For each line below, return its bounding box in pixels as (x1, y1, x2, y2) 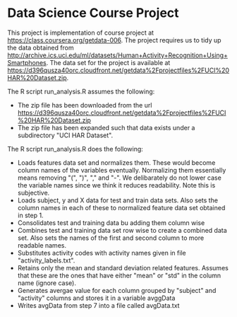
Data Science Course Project (7, 5, 179, 21)
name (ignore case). (17, 278, 76, 287)
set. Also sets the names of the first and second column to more (17, 234, 205, 242)
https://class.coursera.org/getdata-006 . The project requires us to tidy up (7, 35, 221, 44)
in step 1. (17, 211, 44, 219)
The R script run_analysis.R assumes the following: (7, 87, 155, 96)
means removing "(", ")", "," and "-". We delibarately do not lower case (17, 173, 222, 182)
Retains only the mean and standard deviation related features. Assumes (17, 263, 229, 272)
